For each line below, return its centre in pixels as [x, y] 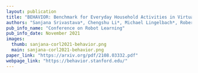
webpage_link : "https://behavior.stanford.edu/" [67, 61]
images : [16, 39]
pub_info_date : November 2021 [43, 34]
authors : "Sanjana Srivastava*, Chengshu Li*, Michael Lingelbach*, [92, 22]
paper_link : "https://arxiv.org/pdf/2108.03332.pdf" [72, 55]
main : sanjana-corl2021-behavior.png [58, 50]
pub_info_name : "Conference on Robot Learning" [66, 28]
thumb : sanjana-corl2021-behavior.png [59, 45]
